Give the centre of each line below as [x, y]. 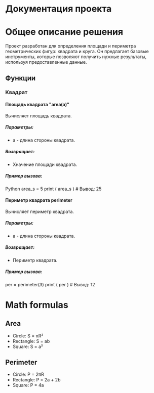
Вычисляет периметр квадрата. [40, 211]
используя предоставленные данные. [46, 62]
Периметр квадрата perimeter [39, 200]
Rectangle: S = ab [31, 341]
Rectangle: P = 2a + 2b [36, 380]
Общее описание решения [64, 32]
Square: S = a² [28, 346]
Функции [21, 78]
